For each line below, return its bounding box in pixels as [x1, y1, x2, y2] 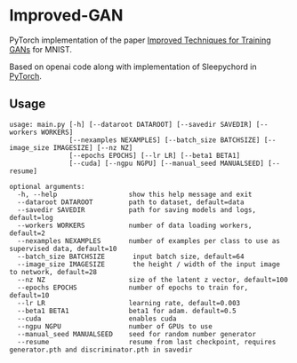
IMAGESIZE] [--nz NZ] [52, 143, 133, 152]
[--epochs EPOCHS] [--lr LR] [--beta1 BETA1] [68, 151, 241, 160]
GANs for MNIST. [9, 43, 73, 54]
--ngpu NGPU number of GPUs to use [17, 321, 213, 331]
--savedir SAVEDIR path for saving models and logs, [17, 205, 256, 214]
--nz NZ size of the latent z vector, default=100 [17, 275, 289, 284]
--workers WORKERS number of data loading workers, [17, 221, 253, 230]
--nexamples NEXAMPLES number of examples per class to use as [17, 236, 280, 245]
